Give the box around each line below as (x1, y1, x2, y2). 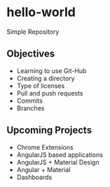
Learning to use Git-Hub (16, 66, 87, 75)
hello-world (6, 4, 76, 20)
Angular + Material (16, 165, 71, 174)
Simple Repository (6, 27, 60, 36)
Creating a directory (16, 74, 75, 82)
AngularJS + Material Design (16, 157, 99, 166)
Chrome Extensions (16, 143, 74, 151)
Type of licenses (16, 82, 65, 90)
